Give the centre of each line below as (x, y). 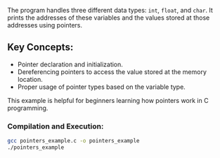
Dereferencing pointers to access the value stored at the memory (112, 72)
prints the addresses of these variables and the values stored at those (109, 18)
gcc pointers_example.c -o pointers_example (73, 141)
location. (30, 79)
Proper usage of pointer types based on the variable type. (102, 87)
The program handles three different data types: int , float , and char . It (110, 10)
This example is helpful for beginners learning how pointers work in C (108, 100)
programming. (28, 108)
